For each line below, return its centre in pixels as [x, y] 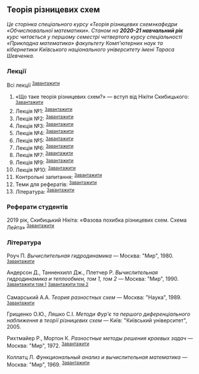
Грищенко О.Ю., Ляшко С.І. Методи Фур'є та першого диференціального [99, 314]
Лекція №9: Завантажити [44, 162]
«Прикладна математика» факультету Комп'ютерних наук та [85, 43]
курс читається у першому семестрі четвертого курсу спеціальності [94, 37]
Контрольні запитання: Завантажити [59, 176]
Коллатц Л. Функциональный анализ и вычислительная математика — [97, 357]
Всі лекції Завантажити [33, 84]
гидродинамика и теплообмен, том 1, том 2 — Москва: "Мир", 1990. [93, 278]
